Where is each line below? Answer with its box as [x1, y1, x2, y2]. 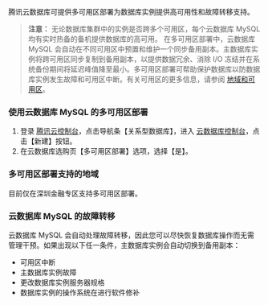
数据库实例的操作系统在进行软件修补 [19, 287, 140, 297]
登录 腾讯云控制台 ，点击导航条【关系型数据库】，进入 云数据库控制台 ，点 [19, 126, 260, 136]
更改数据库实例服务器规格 [19, 277, 105, 287]
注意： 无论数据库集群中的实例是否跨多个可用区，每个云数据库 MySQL [27, 24, 261, 34]
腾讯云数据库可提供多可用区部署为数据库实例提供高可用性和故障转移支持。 [8, 7, 254, 16]
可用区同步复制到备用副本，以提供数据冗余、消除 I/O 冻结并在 [49, 55, 254, 64]
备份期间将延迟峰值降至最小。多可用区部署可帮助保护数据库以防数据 [35, 64, 261, 74]
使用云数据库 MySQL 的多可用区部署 [8, 106, 148, 117]
